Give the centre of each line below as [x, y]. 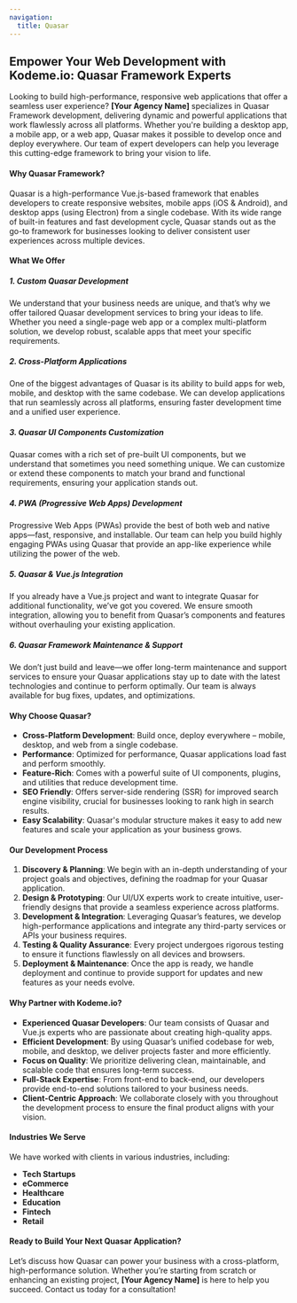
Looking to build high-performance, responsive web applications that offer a [148, 97]
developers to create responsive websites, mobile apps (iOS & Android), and [148, 203]
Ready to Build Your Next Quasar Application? [95, 1241]
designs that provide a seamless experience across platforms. [166, 907]
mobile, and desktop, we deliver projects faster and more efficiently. [146, 1050]
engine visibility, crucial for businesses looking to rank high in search [148, 801]
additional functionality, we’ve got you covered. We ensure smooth [131, 605]
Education [41, 1202]
